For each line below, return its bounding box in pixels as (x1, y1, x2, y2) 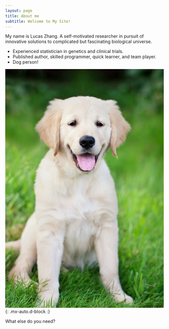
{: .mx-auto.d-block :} (5, 308, 50, 315)
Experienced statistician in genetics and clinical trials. (12, 48, 124, 54)
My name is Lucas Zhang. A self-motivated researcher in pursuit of (5, 33, 144, 39)
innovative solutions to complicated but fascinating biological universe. (5, 38, 152, 45)
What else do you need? (5, 318, 55, 324)
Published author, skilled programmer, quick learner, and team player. (12, 53, 157, 60)
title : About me (5, 13, 39, 19)
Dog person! (12, 59, 39, 65)
